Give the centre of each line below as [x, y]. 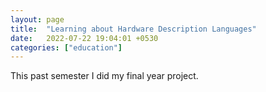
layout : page [37, 19]
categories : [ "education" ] [66, 47]
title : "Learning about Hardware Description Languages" [133, 29]
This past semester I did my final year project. [104, 76]
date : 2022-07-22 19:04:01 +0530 [84, 38]
